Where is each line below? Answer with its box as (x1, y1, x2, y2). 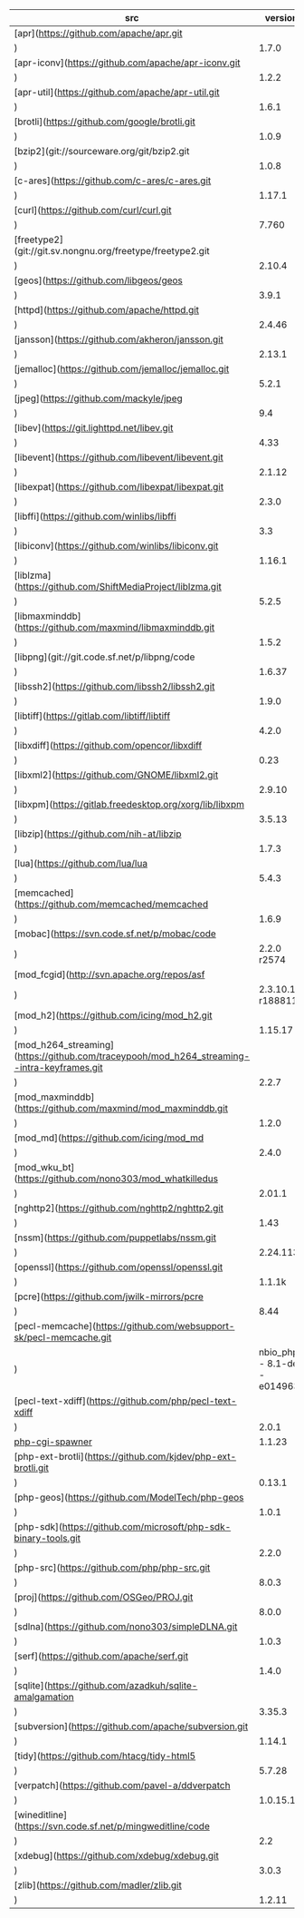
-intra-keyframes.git (14, 1062, 103, 1073)
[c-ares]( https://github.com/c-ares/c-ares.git (14, 174, 212, 187)
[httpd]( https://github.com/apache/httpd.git (14, 304, 200, 316)
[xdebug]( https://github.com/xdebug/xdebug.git (14, 1850, 219, 1862)
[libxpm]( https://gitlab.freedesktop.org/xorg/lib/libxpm (14, 798, 245, 810)
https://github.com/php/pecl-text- (89, 1394, 237, 1407)
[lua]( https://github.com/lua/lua (14, 857, 147, 869)
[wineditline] (14, 1809, 68, 1821)
